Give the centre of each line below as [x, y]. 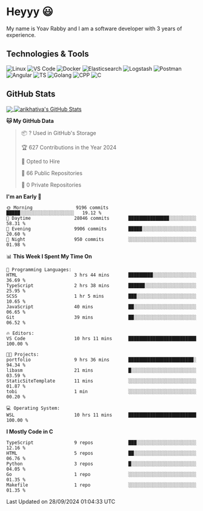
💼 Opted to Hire [41, 162]
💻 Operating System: [33, 408]
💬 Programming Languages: [39, 270]
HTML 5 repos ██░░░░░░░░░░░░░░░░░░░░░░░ [101, 453]
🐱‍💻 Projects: [23, 355]
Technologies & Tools [48, 54]
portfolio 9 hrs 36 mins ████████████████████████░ [101, 360]
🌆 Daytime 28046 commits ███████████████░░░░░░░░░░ [101, 219]
